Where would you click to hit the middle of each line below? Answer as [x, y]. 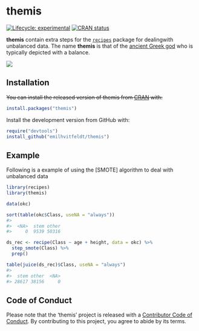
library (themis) [27, 193]
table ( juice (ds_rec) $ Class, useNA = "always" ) [66, 265]
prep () [20, 254]
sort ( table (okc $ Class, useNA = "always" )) [60, 215]
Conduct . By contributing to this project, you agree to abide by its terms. [96, 321]
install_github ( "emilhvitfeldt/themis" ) [58, 137]
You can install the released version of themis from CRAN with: [85, 97]
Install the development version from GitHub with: [68, 120]
